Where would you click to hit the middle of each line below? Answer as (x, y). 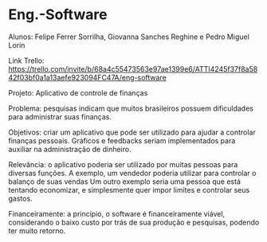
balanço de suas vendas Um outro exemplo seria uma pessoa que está (125, 181)
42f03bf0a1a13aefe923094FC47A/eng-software (88, 77)
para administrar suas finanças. (60, 116)
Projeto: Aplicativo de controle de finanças (78, 92)
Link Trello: (26, 60)
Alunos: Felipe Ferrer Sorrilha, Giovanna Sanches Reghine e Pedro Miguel (129, 37)
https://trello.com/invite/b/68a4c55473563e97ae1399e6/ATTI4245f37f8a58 (133, 68)
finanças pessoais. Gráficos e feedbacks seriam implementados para (122, 140)
